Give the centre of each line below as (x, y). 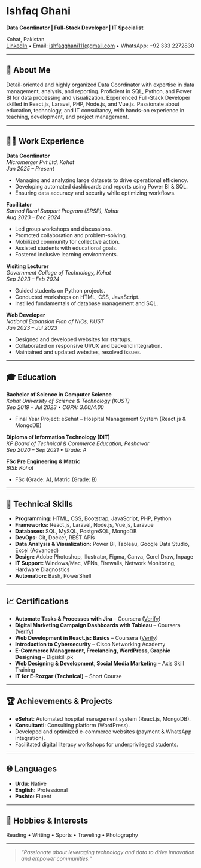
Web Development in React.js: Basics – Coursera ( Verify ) (86, 638)
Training (25, 670)
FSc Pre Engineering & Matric (43, 461)
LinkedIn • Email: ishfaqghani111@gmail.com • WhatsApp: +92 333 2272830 (100, 46)
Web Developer (26, 315)
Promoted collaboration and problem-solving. (71, 235)
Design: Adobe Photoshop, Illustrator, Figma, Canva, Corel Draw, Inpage (104, 557)
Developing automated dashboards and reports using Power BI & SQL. (101, 186)
